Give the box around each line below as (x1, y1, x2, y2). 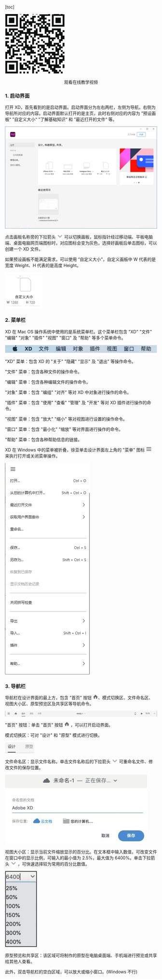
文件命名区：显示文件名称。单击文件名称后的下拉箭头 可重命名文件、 (5, 758, 149, 765)
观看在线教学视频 (64, 79, 98, 85)
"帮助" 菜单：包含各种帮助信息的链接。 (5, 437, 82, 442)
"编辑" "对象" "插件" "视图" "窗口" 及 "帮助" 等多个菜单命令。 (5, 334, 126, 341)
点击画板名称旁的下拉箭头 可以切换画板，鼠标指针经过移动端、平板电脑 (5, 234, 153, 240)
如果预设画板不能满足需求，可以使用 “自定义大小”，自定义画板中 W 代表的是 (5, 256, 156, 262)
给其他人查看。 (5, 959, 35, 964)
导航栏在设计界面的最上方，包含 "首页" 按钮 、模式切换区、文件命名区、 (5, 695, 153, 701)
